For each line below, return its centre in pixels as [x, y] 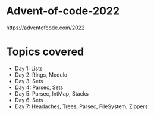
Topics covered [45, 52]
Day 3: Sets [29, 81]
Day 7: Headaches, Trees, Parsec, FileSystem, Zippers [81, 106]
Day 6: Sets [29, 100]
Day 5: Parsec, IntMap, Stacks [52, 93]
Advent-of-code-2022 [63, 11]
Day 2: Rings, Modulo [41, 74]
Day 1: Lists [29, 68]
